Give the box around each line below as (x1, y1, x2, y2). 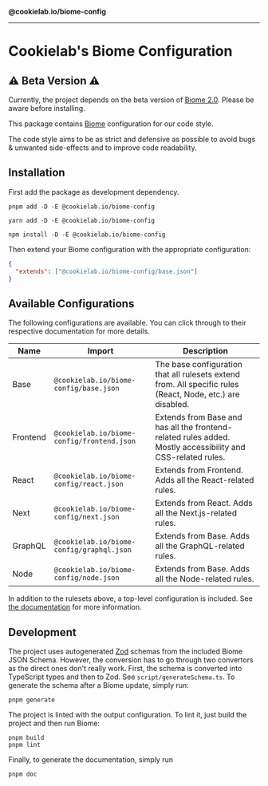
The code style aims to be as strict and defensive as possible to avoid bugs (8, 135, 256, 144)
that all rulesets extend (155, 369, 241, 380)
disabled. (155, 399, 190, 410)
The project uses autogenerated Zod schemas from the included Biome (8, 646, 243, 657)
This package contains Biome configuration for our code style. (8, 119, 214, 128)
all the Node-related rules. (155, 574, 254, 585)
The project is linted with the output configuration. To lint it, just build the (8, 710, 247, 720)
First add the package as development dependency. (8, 187, 179, 196)
